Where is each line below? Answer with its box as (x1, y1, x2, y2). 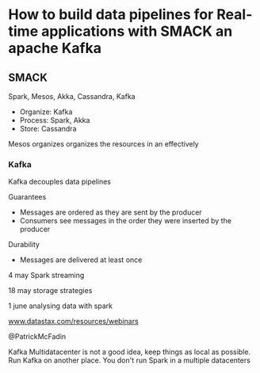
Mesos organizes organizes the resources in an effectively (8, 139, 200, 148)
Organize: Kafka (19, 107, 73, 116)
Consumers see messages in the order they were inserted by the (19, 216, 232, 226)
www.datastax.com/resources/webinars (8, 317, 139, 326)
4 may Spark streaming (8, 271, 85, 280)
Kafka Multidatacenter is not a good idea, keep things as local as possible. (8, 347, 251, 357)
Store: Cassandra (19, 124, 77, 133)
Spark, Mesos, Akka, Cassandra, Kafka (8, 92, 136, 101)
